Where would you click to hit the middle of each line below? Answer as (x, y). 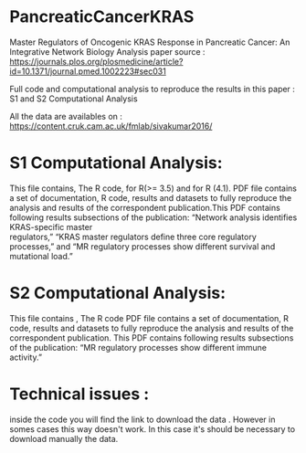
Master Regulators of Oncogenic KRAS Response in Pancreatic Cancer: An (150, 42)
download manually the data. (64, 438)
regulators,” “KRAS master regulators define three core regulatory (133, 237)
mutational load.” (41, 256)
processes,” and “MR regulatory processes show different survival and (142, 246)
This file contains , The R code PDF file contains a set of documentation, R (149, 318)
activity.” (26, 357)
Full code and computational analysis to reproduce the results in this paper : (152, 89)
